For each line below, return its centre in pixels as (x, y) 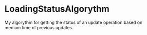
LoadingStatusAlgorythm (57, 9)
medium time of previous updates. (39, 27)
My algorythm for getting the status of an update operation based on (73, 22)
